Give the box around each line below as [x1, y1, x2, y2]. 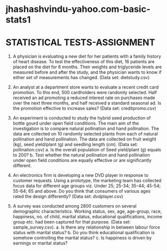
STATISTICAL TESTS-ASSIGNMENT [5, 37, 156, 48]
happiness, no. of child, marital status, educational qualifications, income [12, 214, 163, 220]
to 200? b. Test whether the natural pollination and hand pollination [12, 152, 151, 158]
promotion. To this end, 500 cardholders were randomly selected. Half [12, 90, 157, 96]
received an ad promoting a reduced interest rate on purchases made [12, 95, 156, 101]
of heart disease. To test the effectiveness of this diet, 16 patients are [12, 59, 155, 65]
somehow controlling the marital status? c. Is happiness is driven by [12, 235, 152, 241]
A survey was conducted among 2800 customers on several [12, 203, 137, 209]
